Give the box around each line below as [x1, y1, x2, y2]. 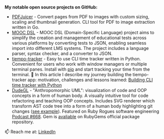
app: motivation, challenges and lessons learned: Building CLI [27, 77, 153, 83]
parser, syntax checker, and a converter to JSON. [11, 50, 113, 56]
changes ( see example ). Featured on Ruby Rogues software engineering [11, 108, 160, 114]
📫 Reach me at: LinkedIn [4, 129, 56, 135]
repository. [11, 119, 34, 125]
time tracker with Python [11, 82, 62, 88]
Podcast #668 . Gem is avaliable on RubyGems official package [11, 114, 140, 119]
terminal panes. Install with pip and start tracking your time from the [11, 66, 150, 72]
